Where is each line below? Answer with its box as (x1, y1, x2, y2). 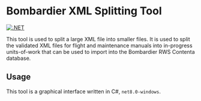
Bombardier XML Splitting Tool (6, 4, 162, 18)
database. (6, 54, 31, 62)
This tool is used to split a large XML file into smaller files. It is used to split (6, 35, 190, 42)
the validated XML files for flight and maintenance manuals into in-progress (6, 42, 193, 49)
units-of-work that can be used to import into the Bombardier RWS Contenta (6, 48, 195, 55)
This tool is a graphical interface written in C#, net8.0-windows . (6, 88, 161, 95)
